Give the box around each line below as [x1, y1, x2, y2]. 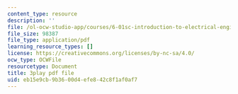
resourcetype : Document [7, 63, 78, 70]
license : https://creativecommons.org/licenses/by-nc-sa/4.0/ [7, 50, 195, 57]
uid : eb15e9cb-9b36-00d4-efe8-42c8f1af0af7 [7, 76, 138, 83]
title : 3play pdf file [7, 69, 74, 76]
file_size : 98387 [7, 30, 59, 37]
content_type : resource [7, 10, 78, 18]
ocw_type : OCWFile [7, 57, 62, 64]
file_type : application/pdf [7, 37, 91, 44]
